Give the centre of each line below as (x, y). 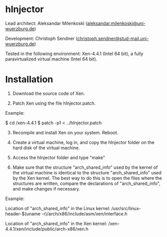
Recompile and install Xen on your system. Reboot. (65, 132)
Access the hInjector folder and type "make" (59, 157)
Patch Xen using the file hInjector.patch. (54, 103)
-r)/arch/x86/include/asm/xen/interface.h (85, 214)
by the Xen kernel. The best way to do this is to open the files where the (87, 178)
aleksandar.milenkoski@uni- (116, 23)
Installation (29, 80)
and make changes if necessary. (46, 188)
